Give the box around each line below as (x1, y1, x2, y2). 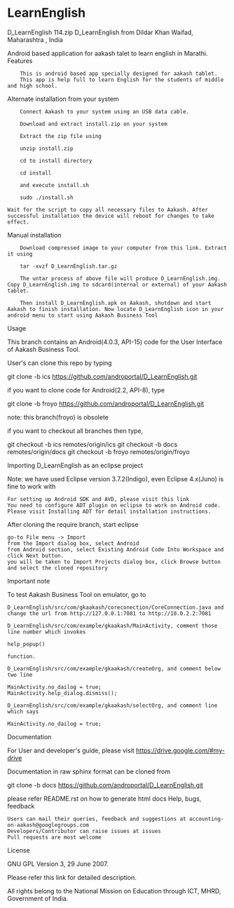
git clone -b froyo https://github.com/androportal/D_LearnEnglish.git (7, 399, 205, 408)
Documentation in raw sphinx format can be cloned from (7, 767, 170, 776)
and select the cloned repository (7, 564, 109, 572)
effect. (7, 219, 30, 226)
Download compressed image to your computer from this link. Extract (20, 244, 228, 252)
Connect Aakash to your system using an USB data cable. (20, 108, 190, 115)
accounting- (188, 815, 224, 823)
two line (7, 671, 33, 678)
